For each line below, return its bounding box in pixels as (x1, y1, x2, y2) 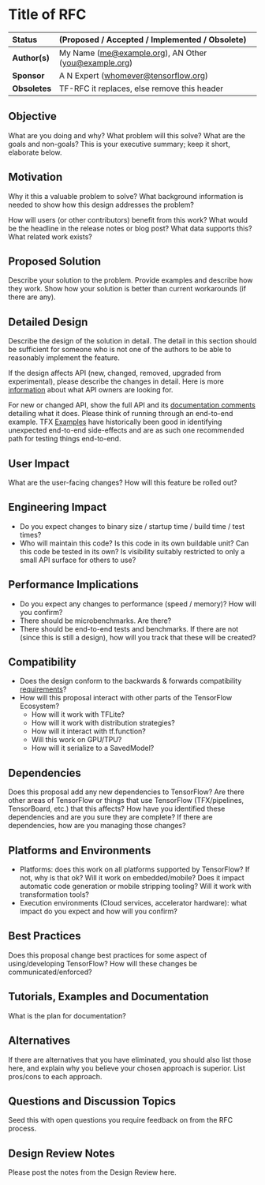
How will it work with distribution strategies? (31, 718, 175, 728)
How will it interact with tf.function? (31, 726, 146, 736)
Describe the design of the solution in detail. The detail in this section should (8, 336, 257, 346)
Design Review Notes (8, 1146, 116, 1160)
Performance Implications (8, 578, 140, 591)
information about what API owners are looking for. (8, 385, 174, 395)
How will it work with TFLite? (31, 710, 125, 719)
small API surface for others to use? (19, 555, 136, 564)
